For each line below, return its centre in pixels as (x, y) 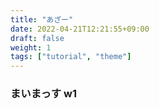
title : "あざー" (42, 19)
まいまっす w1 (43, 94)
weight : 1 (31, 47)
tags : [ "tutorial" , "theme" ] (71, 57)
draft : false (37, 38)
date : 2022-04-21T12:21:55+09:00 (80, 29)
